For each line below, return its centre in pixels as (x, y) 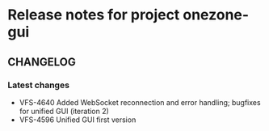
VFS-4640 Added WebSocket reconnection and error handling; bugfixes (140, 102)
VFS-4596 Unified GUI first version (78, 120)
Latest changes (39, 85)
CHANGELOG (42, 62)
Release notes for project (94, 15)
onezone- (216, 15)
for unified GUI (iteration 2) (64, 111)
